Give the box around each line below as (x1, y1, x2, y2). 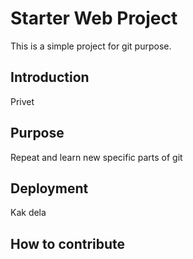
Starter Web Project (10, 7, 178, 30)
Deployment (10, 180, 89, 197)
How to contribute (10, 235, 126, 252)
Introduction (10, 69, 90, 86)
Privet (10, 95, 35, 107)
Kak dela (10, 207, 47, 219)
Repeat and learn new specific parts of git (10, 151, 183, 163)
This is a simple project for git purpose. (10, 40, 172, 52)
